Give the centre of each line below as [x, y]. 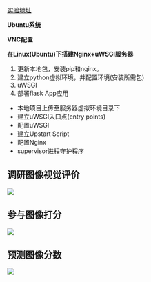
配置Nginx [32, 142]
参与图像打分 [34, 215]
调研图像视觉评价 [43, 175]
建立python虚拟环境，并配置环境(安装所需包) [81, 77]
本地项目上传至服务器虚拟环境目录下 [69, 108]
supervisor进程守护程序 [51, 151]
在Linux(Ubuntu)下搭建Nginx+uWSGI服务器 [70, 54]
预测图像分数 [34, 255]
